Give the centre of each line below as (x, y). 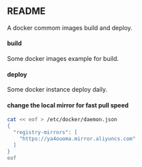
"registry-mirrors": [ (45, 133)
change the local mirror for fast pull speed (68, 105)
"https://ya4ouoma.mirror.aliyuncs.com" (77, 139)
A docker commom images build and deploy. (70, 27)
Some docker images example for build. (63, 59)
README (26, 11)
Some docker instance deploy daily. (57, 90)
